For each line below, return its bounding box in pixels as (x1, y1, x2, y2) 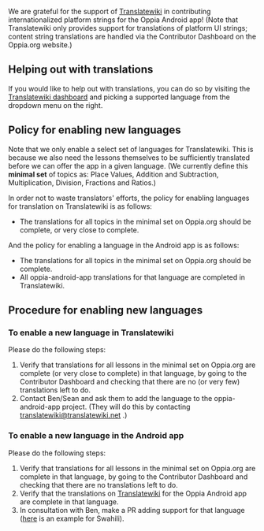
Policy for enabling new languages (8, 124, 181, 137)
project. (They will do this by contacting (61, 402, 191, 412)
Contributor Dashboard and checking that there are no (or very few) (19, 377, 240, 387)
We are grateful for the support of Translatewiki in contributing (8, 7, 211, 16)
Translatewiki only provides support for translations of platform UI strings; (8, 24, 248, 32)
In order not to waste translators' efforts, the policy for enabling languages (8, 193, 250, 202)
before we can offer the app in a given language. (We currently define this (8, 161, 248, 170)
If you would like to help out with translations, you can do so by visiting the (8, 84, 251, 93)
